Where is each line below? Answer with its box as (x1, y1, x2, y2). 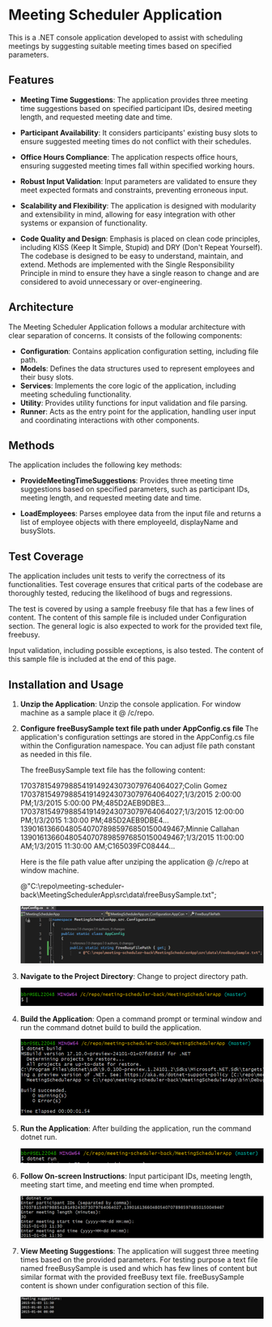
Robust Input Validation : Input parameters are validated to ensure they (19, 176, 257, 186)
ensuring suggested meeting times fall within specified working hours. (19, 161, 255, 170)
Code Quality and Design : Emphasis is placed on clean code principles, (19, 234, 261, 243)
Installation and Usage (8, 677, 124, 691)
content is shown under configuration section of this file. (19, 1280, 209, 1290)
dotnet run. (19, 1132, 58, 1141)
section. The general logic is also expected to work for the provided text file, (8, 621, 263, 631)
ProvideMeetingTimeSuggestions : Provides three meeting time (19, 476, 234, 486)
